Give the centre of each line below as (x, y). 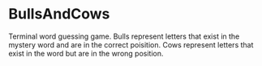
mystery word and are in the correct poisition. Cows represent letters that (131, 44)
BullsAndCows (59, 14)
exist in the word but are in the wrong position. (86, 53)
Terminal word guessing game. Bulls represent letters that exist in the (124, 36)
